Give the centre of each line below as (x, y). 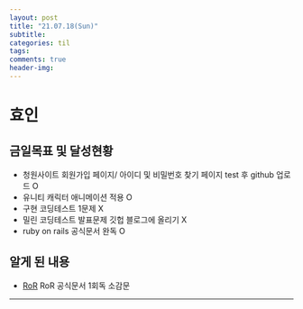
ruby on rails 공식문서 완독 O (74, 231)
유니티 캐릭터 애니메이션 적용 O (77, 197)
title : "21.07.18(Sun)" (54, 26)
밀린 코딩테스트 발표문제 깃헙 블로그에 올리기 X (105, 219)
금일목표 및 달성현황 (61, 151)
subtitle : (28, 34)
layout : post (34, 18)
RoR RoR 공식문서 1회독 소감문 (76, 286)
